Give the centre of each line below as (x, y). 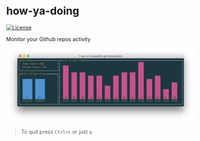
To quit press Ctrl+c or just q (56, 132)
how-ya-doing (43, 11)
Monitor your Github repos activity (49, 39)
